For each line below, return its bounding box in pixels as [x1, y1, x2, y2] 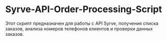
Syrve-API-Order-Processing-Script [5, 4, 162, 15]
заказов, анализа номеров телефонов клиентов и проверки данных [5, 25, 153, 31]
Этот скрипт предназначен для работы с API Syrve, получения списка [5, 20, 159, 26]
